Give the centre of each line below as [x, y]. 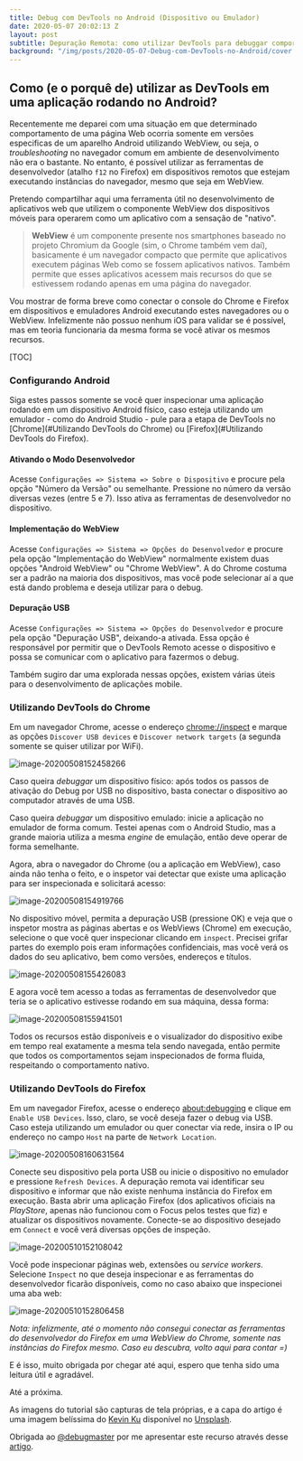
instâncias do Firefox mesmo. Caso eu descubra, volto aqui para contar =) [148, 1348]
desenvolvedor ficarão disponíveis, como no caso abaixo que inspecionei [146, 1284]
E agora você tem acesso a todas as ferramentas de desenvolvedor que [143, 992]
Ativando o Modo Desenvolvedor [72, 459]
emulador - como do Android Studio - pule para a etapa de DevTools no [142, 419]
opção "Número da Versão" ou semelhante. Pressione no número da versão [150, 489]
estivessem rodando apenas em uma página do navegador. [142, 283]
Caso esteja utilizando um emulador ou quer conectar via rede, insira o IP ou [151, 1128]
